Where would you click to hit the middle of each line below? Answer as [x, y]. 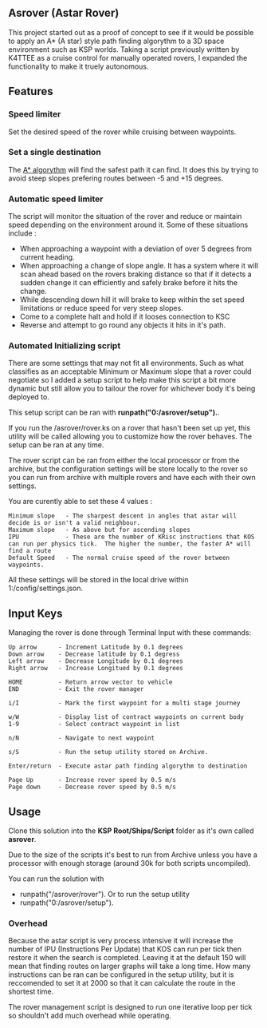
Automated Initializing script [65, 346]
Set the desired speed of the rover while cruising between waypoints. [122, 132]
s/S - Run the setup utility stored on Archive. [108, 752]
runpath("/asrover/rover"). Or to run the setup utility [104, 895]
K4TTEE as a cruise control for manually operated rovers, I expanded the [128, 58]
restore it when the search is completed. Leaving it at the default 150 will [127, 958]
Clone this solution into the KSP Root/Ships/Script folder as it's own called [131, 831]
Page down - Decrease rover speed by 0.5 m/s [92, 787]
